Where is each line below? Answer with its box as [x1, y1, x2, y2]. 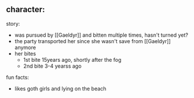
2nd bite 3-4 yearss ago [23, 62, 82, 69]
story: [6, 20, 20, 27]
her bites [14, 50, 36, 57]
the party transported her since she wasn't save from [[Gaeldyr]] [14, 37, 171, 44]
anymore [14, 44, 36, 51]
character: [6, 5, 45, 15]
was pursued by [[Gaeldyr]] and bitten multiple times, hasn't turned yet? [14, 32, 189, 38]
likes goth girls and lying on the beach [14, 85, 107, 92]
